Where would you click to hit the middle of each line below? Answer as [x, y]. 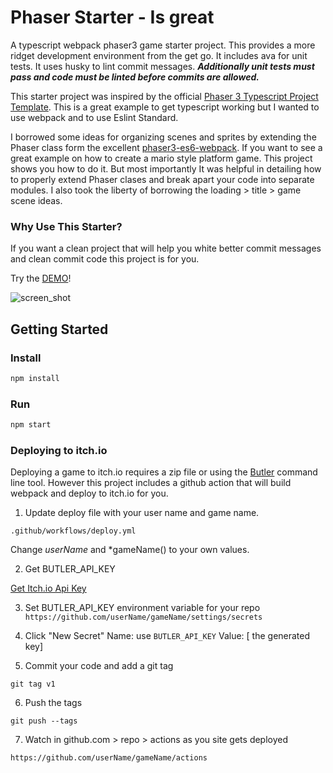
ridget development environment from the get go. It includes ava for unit [159, 55]
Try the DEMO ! [41, 278]
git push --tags [44, 721]
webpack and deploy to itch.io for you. [89, 493]
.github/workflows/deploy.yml [73, 531]
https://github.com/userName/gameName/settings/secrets [143, 617]
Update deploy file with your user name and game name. [142, 513]
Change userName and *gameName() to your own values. [130, 550]
